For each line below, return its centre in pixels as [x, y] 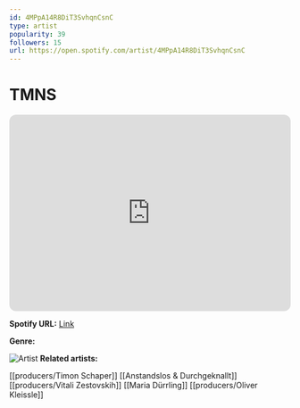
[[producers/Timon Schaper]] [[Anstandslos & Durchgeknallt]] [123, 376]
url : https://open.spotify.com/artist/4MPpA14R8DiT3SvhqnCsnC [127, 51]
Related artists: [69, 359]
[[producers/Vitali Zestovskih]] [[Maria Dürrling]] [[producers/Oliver [133, 386]
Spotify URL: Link [42, 324]
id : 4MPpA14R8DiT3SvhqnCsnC [62, 17]
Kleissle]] [26, 395]
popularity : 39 [37, 34]
